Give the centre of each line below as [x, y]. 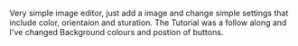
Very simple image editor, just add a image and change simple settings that [149, 13]
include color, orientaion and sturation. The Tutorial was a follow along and [148, 23]
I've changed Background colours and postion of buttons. [116, 32]
